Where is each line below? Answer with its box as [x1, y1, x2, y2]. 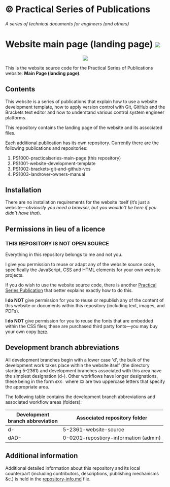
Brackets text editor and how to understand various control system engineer [5, 109, 165, 115]
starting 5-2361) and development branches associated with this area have [5, 367, 162, 374]
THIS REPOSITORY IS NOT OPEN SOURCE [5, 240, 109, 247]
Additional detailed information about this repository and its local [5, 465, 141, 471]
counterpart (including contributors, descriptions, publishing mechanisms [5, 470, 159, 476]
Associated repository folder [76, 414, 148, 421]
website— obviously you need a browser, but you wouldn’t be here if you [5, 205, 157, 211]
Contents [5, 85, 36, 93]
